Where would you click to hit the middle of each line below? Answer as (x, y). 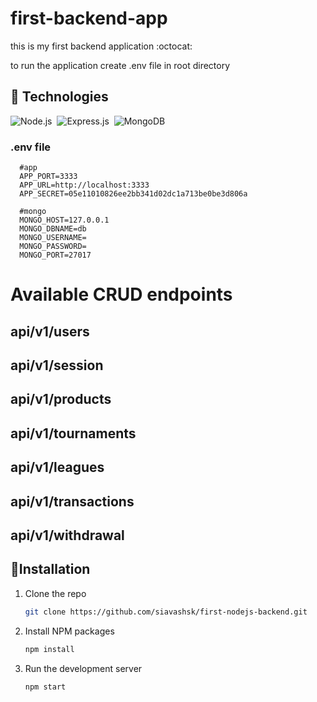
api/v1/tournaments (73, 433)
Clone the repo (55, 593)
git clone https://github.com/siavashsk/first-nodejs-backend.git (166, 612)
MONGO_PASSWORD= (53, 247)
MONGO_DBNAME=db (53, 229)
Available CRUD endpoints (121, 294)
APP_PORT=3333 (48, 177)
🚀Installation (50, 569)
